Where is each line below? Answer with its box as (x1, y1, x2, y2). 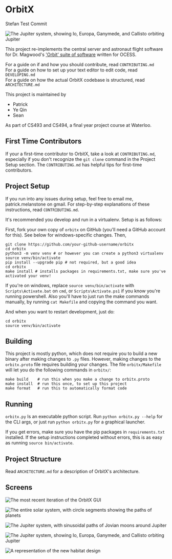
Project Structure (5, 455, 61, 463)
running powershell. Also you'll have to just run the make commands (5, 293, 149, 299)
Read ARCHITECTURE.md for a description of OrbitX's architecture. (5, 469, 140, 474)
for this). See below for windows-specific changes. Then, (5, 232, 126, 238)
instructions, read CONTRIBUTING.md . (5, 207, 79, 213)
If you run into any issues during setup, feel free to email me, (5, 195, 134, 201)
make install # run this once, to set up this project (5, 381, 127, 386)
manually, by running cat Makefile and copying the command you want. (5, 299, 158, 305)
